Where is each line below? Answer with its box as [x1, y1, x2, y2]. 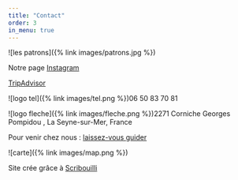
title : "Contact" [8, 11, 65, 20]
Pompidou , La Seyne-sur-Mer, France [8, 118, 132, 127]
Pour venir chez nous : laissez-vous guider [8, 133, 147, 142]
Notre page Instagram [8, 63, 80, 73]
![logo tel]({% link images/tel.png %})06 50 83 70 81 [8, 94, 178, 103]
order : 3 [8, 19, 37, 27]
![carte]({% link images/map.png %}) [8, 148, 128, 158]
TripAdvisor [8, 78, 46, 88]
